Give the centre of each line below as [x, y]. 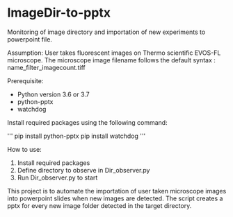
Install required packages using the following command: [88, 122]
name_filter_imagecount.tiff [46, 67]
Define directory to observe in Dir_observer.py [83, 170]
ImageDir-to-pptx [59, 13]
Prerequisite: [25, 80]
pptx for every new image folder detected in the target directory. [99, 205]
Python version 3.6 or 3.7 [54, 94]
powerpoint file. [30, 39]
